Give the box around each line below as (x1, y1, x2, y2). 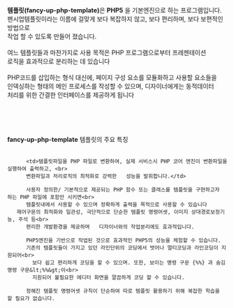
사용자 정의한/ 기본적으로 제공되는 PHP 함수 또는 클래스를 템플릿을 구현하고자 (25, 186, 220, 193)
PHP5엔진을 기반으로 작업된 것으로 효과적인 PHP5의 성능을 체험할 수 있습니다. (25, 237, 221, 244)
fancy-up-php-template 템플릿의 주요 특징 (7, 135, 129, 143)
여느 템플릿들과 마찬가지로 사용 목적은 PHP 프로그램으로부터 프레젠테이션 (7, 48, 207, 57)
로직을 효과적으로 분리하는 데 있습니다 (7, 57, 110, 65)
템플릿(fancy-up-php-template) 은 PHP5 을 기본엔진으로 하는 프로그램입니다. (7, 6, 222, 14)
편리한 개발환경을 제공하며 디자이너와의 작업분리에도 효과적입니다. (25, 223, 195, 230)
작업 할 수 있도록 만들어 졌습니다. (7, 32, 97, 41)
